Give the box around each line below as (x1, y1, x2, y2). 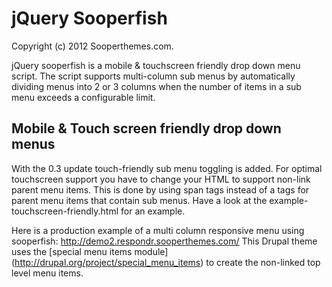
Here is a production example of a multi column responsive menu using (11, 224, 305, 236)
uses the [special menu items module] (11, 245, 169, 257)
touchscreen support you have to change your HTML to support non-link (11, 173, 311, 185)
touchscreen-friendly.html (11, 205, 119, 217)
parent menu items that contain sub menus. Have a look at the (11, 194, 268, 206)
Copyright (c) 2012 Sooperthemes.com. (11, 40, 174, 52)
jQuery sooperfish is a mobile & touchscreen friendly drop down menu (11, 59, 301, 71)
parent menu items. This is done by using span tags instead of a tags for (11, 183, 310, 196)
